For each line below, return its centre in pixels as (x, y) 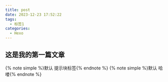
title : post (18, 10)
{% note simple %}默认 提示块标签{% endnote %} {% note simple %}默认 (81, 68)
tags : (11, 19)
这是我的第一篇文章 (35, 55)
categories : (18, 29)
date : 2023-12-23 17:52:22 (33, 15)
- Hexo (17, 33)
